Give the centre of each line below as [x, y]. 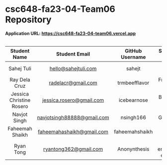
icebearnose [133, 100]
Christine [20, 100]
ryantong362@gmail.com [73, 149]
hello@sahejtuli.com [73, 68]
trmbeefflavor [133, 83]
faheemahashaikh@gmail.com [73, 131]
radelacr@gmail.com [73, 83]
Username [133, 57]
